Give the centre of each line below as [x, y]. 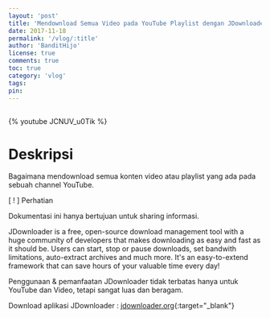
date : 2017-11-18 [37, 31]
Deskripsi [41, 154]
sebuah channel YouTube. [51, 185]
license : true [32, 53]
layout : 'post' [34, 16]
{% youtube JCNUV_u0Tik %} [58, 122]
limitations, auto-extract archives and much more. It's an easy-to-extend [129, 258]
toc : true [25, 68]
